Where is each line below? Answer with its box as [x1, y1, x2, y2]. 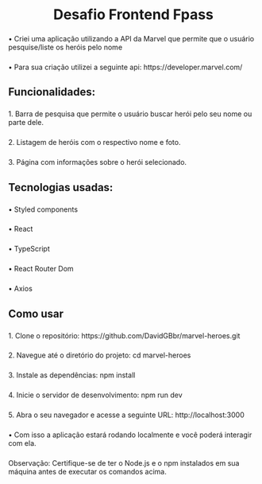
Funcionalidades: [8, 85, 96, 99]
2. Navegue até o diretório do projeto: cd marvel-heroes [8, 350, 191, 360]
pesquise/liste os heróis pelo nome [8, 42, 123, 53]
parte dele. [8, 118, 44, 127]
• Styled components [8, 205, 78, 214]
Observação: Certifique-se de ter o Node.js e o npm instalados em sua [8, 459, 240, 468]
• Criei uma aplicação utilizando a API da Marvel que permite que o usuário [8, 34, 255, 44]
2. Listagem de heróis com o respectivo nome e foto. [8, 138, 181, 147]
